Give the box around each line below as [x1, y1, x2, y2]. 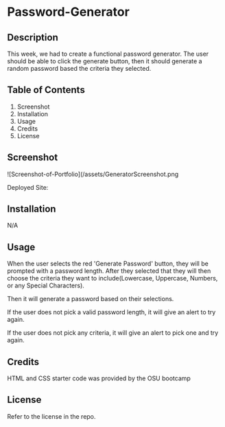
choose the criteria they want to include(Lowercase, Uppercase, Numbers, [7, 274, 218, 283]
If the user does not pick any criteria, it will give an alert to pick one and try [7, 329, 219, 337]
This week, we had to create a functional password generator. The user [7, 50, 209, 58]
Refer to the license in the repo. [7, 412, 96, 420]
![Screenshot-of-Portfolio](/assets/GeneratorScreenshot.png [7, 170, 179, 178]
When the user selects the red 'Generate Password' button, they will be [7, 259, 209, 268]
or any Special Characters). [7, 281, 84, 289]
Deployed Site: [7, 183, 49, 191]
